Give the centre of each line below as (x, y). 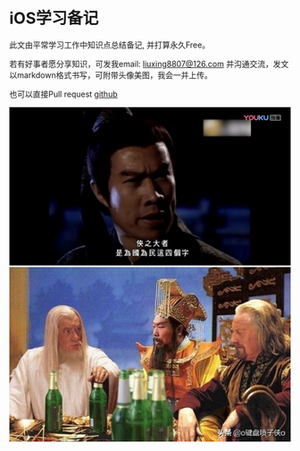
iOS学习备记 (54, 18)
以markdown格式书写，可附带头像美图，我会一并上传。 (111, 75)
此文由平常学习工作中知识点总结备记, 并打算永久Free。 (110, 45)
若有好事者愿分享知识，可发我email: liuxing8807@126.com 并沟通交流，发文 (149, 64)
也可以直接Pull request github (63, 94)
